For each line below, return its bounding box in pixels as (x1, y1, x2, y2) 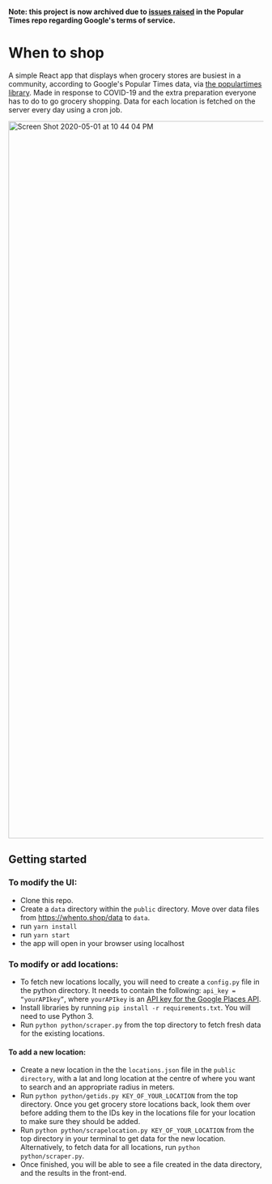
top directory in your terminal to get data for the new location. (19, 1134, 227, 1144)
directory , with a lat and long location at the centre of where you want (19, 1074, 256, 1084)
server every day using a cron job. (8, 104, 123, 114)
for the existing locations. (19, 1028, 105, 1038)
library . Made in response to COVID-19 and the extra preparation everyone (8, 87, 257, 97)
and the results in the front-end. (19, 1169, 127, 1178)
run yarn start (19, 930, 70, 940)
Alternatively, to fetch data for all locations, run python (19, 1143, 201, 1152)
